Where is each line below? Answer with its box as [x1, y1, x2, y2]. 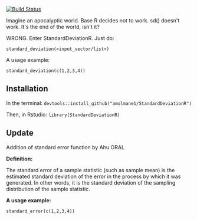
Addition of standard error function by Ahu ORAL [6, 143, 125, 150]
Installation [6, 84, 48, 94]
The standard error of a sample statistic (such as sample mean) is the [6, 166, 175, 173]
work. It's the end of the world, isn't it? [6, 24, 100, 30]
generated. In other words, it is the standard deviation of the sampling [6, 179, 176, 186]
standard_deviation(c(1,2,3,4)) [6, 68, 86, 74]
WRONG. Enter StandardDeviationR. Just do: [6, 35, 114, 41]
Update [6, 128, 34, 138]
